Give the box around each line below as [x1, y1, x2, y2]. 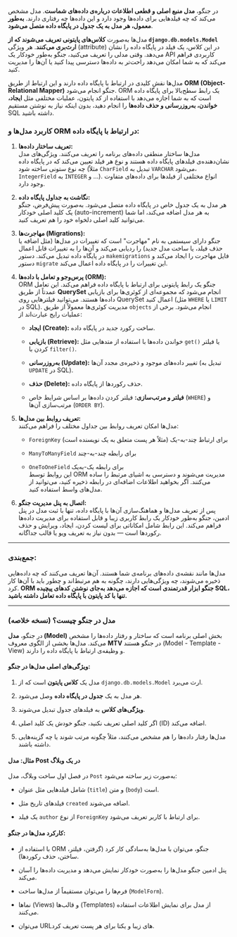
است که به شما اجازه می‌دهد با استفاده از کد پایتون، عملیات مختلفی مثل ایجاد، [8, 94, 212, 102]
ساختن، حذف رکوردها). [18, 852, 79, 860]
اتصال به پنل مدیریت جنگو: [18, 499, 87, 507]
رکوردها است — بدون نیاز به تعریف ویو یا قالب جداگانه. [18, 528, 162, 537]
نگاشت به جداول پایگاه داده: [18, 193, 91, 202]
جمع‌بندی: [8, 553, 37, 563]
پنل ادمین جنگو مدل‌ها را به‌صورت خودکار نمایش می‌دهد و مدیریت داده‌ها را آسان [18, 865, 227, 874]
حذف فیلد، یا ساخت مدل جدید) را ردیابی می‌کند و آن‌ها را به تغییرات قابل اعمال [18, 244, 224, 253]
